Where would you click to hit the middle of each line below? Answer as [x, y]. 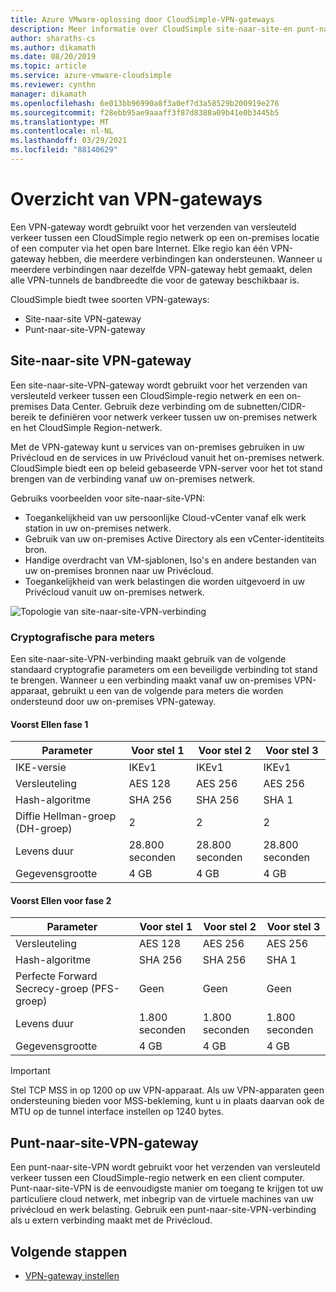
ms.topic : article [48, 66]
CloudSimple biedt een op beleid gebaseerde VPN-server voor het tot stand [166, 468]
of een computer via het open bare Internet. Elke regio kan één [139, 248]
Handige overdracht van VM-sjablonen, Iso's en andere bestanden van [170, 560]
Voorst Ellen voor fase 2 [61, 900]
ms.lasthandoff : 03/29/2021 [69, 141]
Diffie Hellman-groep [66, 816]
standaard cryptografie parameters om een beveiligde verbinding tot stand [164, 669]
